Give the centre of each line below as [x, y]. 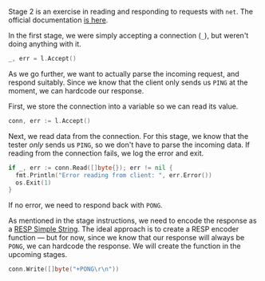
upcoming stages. [38, 255]
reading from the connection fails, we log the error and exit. [106, 153]
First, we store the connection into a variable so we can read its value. [123, 106]
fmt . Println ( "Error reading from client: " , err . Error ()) [114, 175]
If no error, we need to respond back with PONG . [85, 205]
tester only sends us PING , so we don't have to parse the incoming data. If [129, 144]
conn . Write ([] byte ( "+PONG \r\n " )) [64, 269]
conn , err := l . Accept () [49, 121]
